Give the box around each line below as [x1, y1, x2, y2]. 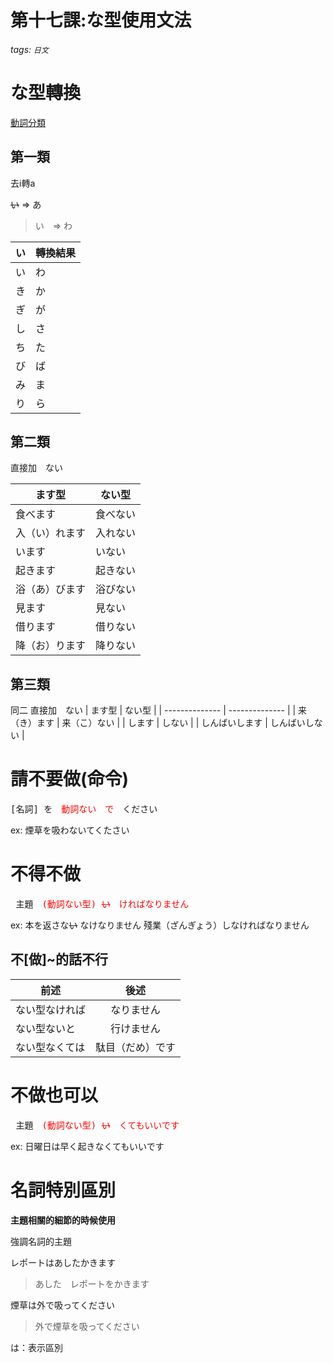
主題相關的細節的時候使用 [10, 1214, 116, 1226]
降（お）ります [15, 639, 87, 653]
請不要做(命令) [10, 768, 130, 791]
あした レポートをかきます [34, 1277, 150, 1290]
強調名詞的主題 [10, 1235, 72, 1247]
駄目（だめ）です [95, 1040, 177, 1054]
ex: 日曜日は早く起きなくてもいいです [10, 1140, 165, 1152]
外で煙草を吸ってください [34, 1320, 140, 1332]
